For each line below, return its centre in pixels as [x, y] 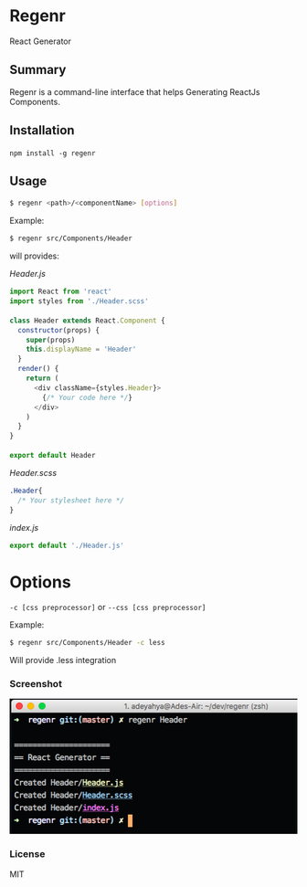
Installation [42, 130]
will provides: [34, 256]
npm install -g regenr [53, 153]
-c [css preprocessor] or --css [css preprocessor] [108, 607]
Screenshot [36, 684]
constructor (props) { [59, 330]
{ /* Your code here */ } [87, 397]
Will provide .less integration [63, 660]
